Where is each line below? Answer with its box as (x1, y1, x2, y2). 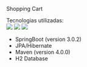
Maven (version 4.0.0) (15, 48, 71, 56)
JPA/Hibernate (15, 42, 52, 49)
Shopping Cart (6, 5, 43, 12)
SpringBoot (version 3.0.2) (15, 36, 82, 43)
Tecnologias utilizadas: (6, 17, 64, 24)
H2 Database (15, 55, 49, 62)
